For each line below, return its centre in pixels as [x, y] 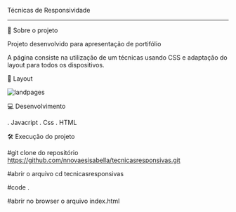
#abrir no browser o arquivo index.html [64, 201]
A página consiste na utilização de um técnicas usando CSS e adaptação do [117, 58]
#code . [18, 187]
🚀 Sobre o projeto [33, 30]
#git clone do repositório [43, 153]
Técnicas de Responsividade [49, 10]
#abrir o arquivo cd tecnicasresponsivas [66, 174]
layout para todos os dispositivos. [56, 65]
